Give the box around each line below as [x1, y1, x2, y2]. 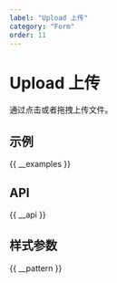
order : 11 [9, 30, 47, 39]
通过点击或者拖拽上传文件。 [9, 104, 113, 115]
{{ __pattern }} [9, 262, 63, 274]
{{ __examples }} [9, 159, 71, 170]
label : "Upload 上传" [9, 13, 89, 23]
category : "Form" [9, 22, 75, 31]
